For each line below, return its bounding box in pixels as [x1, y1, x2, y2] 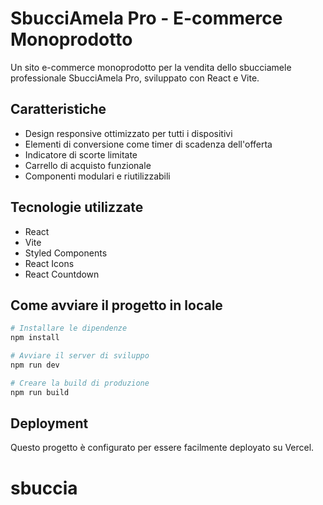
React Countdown [24, 268, 100, 280]
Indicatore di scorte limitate [24, 148, 138, 161]
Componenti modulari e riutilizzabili [24, 170, 171, 182]
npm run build [10, 387, 70, 397]
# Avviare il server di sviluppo [10, 351, 150, 361]
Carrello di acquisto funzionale [24, 159, 152, 171]
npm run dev [10, 360, 60, 370]
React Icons [24, 257, 75, 269]
